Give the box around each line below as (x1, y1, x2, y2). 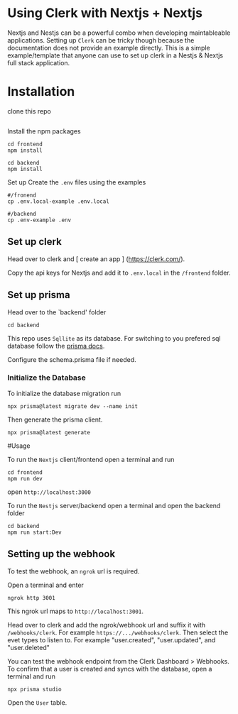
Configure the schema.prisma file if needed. (7, 355, 136, 363)
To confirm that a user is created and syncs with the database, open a (7, 664, 212, 673)
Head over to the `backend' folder (7, 307, 107, 317)
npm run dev (7, 475, 43, 482)
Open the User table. (7, 698, 67, 707)
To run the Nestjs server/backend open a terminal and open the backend (7, 501, 221, 510)
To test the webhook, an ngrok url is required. (7, 566, 140, 576)
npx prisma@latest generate (7, 429, 91, 436)
